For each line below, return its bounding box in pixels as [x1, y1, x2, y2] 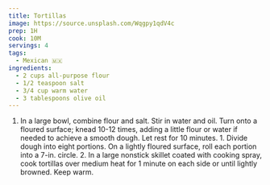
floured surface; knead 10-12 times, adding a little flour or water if [19, 125, 238, 134]
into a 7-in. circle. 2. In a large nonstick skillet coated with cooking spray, [19, 150, 263, 160]
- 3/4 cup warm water [15, 86, 89, 95]
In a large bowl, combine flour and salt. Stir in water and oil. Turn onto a [19, 116, 258, 125]
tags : [8, 49, 27, 57]
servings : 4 [8, 42, 48, 50]
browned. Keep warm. [19, 167, 94, 177]
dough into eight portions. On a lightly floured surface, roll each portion [19, 142, 257, 151]
